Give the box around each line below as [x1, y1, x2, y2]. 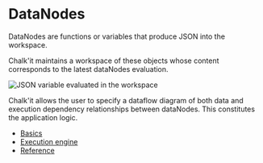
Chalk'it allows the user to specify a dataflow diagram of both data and [8, 95, 244, 105]
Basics [19, 128, 43, 138]
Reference [19, 145, 55, 155]
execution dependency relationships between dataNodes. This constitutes [8, 104, 256, 114]
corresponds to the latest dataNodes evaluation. [8, 64, 169, 73]
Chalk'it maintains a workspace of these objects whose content [8, 56, 219, 65]
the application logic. [8, 112, 78, 122]
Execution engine [19, 136, 78, 146]
